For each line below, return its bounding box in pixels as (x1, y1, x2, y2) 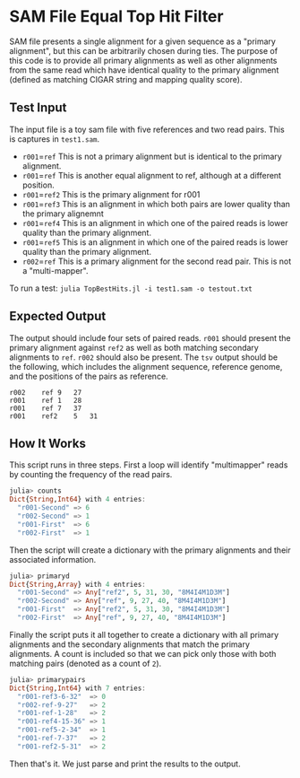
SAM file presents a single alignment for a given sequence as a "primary (9, 36, 276, 47)
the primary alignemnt (21, 208, 105, 219)
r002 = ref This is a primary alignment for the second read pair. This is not (21, 256, 292, 267)
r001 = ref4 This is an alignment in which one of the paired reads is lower (21, 217, 288, 228)
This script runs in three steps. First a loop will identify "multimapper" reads (9, 459, 288, 470)
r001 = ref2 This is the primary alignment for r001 (21, 188, 201, 199)
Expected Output (9, 309, 107, 324)
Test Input (9, 101, 67, 116)
